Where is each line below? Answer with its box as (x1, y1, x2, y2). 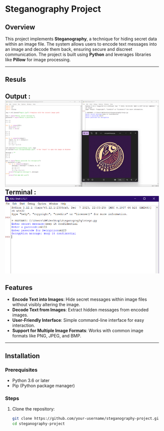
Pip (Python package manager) (12, 383, 75, 389)
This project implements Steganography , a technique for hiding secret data (5, 36, 157, 42)
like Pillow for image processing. (5, 57, 71, 62)
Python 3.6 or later (12, 378, 50, 383)
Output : (5, 92, 31, 100)
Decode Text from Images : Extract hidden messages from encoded (12, 307, 149, 313)
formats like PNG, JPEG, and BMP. (12, 333, 82, 339)
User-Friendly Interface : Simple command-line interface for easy (12, 317, 144, 323)
